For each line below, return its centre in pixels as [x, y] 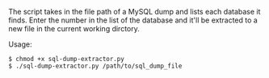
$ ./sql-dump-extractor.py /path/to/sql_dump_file [95, 66]
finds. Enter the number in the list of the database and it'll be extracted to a [133, 20]
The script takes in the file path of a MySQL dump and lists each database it [134, 12]
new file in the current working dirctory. [74, 29]
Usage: [20, 44]
